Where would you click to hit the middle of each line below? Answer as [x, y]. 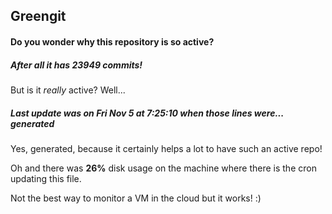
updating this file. [46, 178]
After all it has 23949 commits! [76, 65]
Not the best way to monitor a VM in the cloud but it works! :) [136, 198]
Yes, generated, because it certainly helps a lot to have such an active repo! [166, 148]
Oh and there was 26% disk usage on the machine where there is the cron [163, 168]
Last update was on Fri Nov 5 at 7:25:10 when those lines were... [147, 113]
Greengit [38, 16]
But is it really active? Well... [68, 90]
